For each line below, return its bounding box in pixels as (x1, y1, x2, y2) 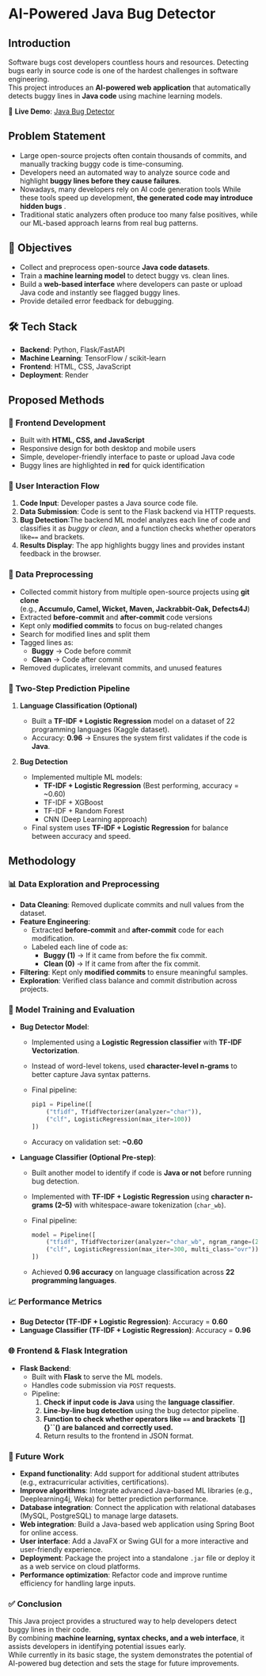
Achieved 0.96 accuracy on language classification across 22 (31, 1268, 235, 1276)
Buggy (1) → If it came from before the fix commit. (43, 950, 207, 960)
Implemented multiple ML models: (31, 772, 142, 782)
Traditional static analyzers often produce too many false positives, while (19, 210, 258, 219)
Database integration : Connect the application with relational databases (19, 1502, 256, 1512)
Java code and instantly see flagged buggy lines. (19, 288, 180, 297)
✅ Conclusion (8, 1598, 63, 1609)
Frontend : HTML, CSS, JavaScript (19, 362, 131, 372)
